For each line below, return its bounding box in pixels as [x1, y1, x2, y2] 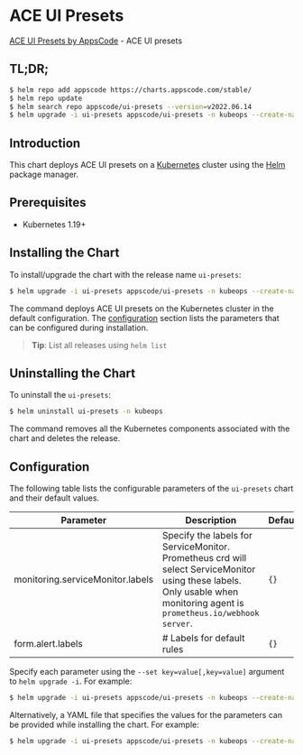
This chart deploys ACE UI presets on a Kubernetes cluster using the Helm [9, 160, 286, 170]
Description [185, 514, 237, 527]
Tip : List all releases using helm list [31, 339, 168, 350]
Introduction [9, 135, 81, 151]
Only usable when [161, 585, 239, 598]
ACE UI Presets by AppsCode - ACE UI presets [9, 35, 183, 46]
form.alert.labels [14, 638, 83, 650]
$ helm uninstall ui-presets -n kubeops [9, 407, 164, 416]
